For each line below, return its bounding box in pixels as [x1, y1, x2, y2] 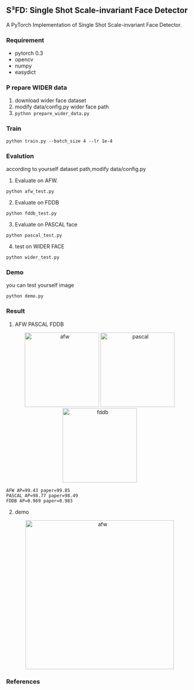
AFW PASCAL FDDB [14, 321, 64, 328]
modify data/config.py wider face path [14, 103, 109, 110]
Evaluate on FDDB [14, 199, 59, 206]
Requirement [6, 36, 44, 44]
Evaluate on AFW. [14, 177, 58, 184]
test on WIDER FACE [14, 243, 65, 250]
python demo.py [6, 293, 44, 299]
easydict [14, 69, 36, 76]
